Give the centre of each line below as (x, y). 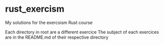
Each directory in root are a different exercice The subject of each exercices (82, 32)
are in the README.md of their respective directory (57, 37)
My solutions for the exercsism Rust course (49, 22)
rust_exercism (35, 9)
